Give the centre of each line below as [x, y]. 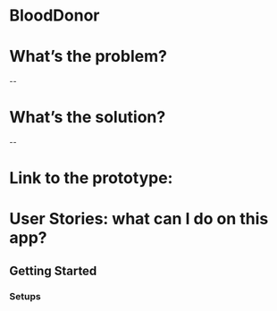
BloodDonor [55, 16]
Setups [25, 296]
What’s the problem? [88, 57]
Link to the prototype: [91, 178]
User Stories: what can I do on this [139, 219]
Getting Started [53, 270]
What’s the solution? [88, 118]
